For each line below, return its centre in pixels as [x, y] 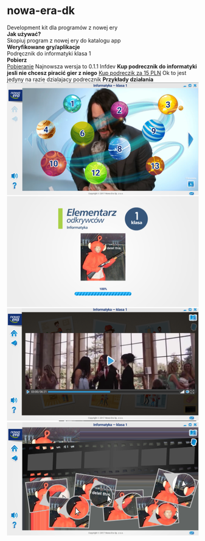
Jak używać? [24, 34]
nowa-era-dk [41, 11]
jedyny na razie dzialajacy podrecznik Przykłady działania [80, 79]
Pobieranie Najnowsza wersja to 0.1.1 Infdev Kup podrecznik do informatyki [102, 66]
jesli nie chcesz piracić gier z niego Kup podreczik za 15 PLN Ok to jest [97, 73]
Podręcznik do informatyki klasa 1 [49, 53]
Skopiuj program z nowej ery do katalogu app [64, 40]
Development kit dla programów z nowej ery [62, 27]
